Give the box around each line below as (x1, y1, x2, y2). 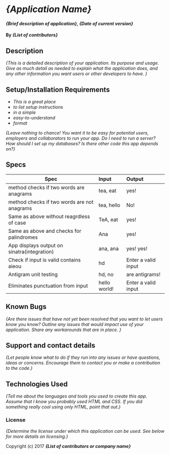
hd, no (98, 271, 114, 278)
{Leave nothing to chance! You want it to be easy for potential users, (6, 130, 149, 136)
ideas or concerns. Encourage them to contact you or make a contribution (6, 360, 160, 366)
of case (8, 219, 26, 226)
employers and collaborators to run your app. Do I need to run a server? (6, 135, 156, 141)
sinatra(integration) (8, 248, 54, 255)
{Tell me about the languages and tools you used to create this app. (6, 393, 148, 399)
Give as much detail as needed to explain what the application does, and (6, 66, 158, 72)
